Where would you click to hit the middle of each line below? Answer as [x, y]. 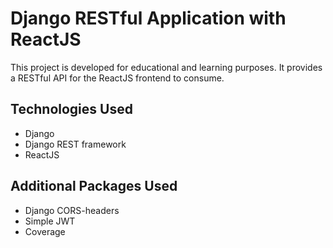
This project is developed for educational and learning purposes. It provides [166, 67]
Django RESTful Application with [148, 18]
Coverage [45, 231]
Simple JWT [50, 221]
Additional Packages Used [94, 186]
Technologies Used [71, 109]
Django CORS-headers [72, 210]
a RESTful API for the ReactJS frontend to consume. [117, 78]
